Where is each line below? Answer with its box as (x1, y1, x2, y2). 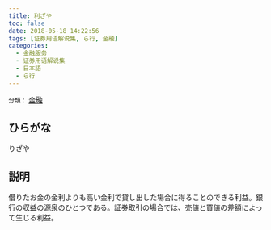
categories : (8, 42, 49, 50)
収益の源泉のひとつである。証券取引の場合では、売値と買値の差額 (22, 203, 242, 212)
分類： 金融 (8, 94, 43, 105)
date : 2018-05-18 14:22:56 (8, 27, 100, 35)
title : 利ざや (8, 11, 53, 20)
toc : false (8, 19, 45, 27)
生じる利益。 (15, 213, 58, 223)
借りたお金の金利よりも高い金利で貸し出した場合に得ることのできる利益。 (8, 193, 256, 203)
